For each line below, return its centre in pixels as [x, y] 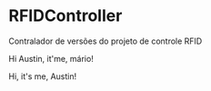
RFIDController [65, 16]
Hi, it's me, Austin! [43, 76]
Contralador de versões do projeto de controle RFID [105, 41]
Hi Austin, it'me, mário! [51, 58]
